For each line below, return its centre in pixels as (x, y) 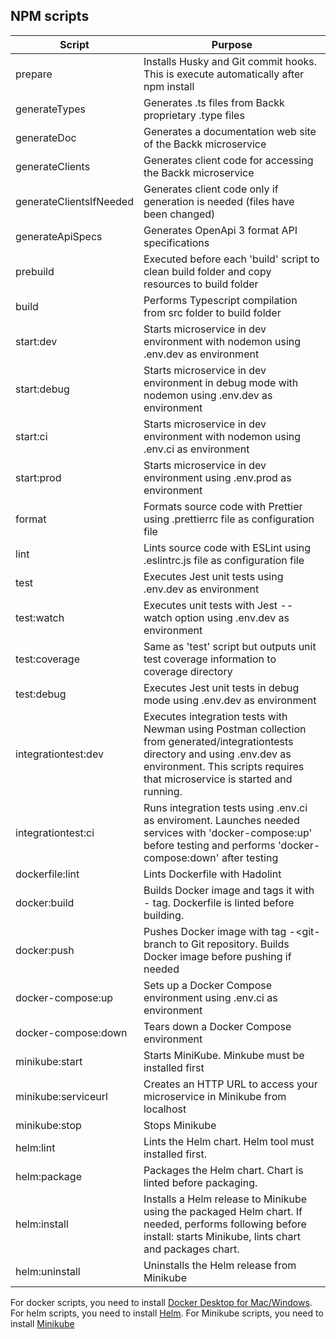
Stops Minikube (180, 1125)
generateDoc (46, 137)
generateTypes (50, 109)
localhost (165, 1109)
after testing (250, 857)
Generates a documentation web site (230, 131)
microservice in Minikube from (215, 1096)
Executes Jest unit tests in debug (221, 687)
